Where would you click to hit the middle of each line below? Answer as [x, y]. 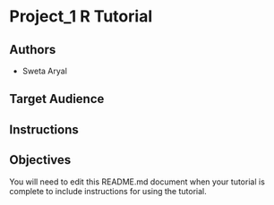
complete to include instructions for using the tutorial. [108, 191]
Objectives [40, 160]
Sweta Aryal [44, 71]
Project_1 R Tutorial [81, 17]
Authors [33, 50]
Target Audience [57, 99]
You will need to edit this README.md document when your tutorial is [137, 182]
